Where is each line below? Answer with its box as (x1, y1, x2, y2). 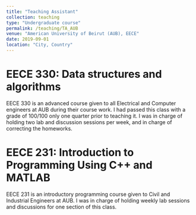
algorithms (6, 80, 61, 94)
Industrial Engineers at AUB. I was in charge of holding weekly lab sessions (6, 197, 190, 204)
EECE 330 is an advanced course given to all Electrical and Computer (6, 99, 176, 107)
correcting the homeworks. (6, 125, 72, 132)
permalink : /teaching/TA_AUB (6, 25, 78, 31)
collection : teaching (6, 14, 60, 20)
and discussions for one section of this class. (6, 203, 117, 210)
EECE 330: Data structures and (6, 68, 162, 81)
